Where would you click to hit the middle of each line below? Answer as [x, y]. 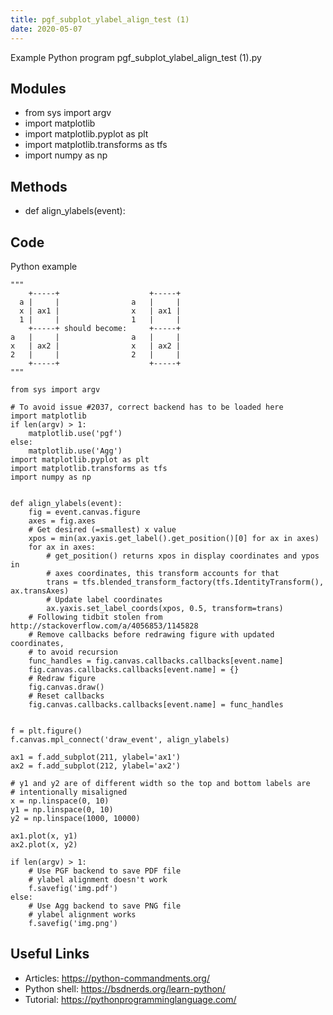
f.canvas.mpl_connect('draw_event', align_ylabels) [120, 739]
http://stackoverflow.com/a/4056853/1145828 [104, 626]
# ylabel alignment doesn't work [98, 879]
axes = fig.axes [62, 521]
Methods [39, 186]
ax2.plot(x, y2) [44, 844]
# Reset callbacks [66, 696]
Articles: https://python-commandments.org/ [117, 978]
